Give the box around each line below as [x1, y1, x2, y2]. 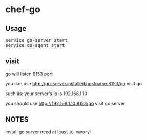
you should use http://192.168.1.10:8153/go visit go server [5, 100, 125, 106]
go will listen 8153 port [5, 71, 53, 77]
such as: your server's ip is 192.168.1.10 [5, 90, 88, 97]
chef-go [5, 4, 41, 15]
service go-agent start [5, 42, 65, 48]
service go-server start [5, 37, 68, 43]
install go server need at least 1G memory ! [5, 129, 91, 135]
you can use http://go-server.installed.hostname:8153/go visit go [5, 80, 142, 86]
